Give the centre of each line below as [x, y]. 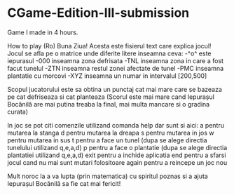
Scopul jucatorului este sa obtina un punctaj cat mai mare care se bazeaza [115, 89]
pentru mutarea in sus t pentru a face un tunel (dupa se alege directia [108, 140]
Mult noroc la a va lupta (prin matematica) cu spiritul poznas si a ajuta [108, 176]
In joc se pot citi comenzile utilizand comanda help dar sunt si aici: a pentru [116, 125]
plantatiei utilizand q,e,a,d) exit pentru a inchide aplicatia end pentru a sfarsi [117, 155]
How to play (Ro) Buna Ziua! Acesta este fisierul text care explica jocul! [109, 46]
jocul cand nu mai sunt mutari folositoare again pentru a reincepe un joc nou [117, 162]
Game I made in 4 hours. [43, 32]
